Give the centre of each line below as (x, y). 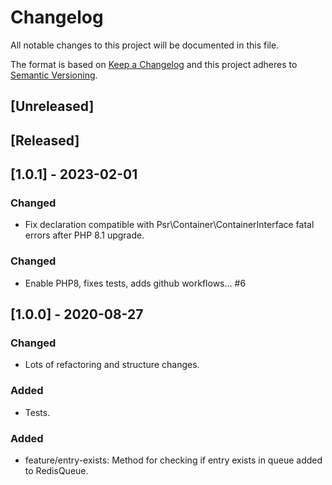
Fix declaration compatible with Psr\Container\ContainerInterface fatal (169, 225)
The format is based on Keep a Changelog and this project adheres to (154, 64)
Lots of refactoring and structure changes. (112, 365)
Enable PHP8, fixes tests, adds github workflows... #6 (135, 283)
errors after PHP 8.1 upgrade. (84, 235)
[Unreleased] (52, 106)
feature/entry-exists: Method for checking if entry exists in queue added (173, 460)
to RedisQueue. (56, 470)
